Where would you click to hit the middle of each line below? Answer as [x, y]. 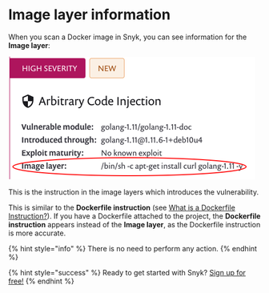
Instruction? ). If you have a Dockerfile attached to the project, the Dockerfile [134, 216]
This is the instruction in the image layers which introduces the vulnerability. [133, 192]
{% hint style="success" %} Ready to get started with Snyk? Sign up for [127, 272]
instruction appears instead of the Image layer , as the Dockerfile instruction [134, 224]
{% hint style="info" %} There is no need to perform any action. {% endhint [133, 248]
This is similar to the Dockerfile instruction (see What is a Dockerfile [122, 207]
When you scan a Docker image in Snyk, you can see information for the [128, 37]
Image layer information [89, 15]
